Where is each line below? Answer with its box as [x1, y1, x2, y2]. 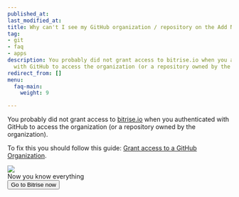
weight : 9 [20, 89, 50, 96]
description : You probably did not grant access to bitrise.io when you [7, 57, 228, 64]
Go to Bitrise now [11, 181, 57, 188]
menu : [7, 76, 23, 84]
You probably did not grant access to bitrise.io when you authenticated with [7, 115, 230, 124]
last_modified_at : [7, 17, 62, 24]
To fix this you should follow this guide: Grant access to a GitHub [7, 144, 197, 152]
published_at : [7, 10, 50, 18]
